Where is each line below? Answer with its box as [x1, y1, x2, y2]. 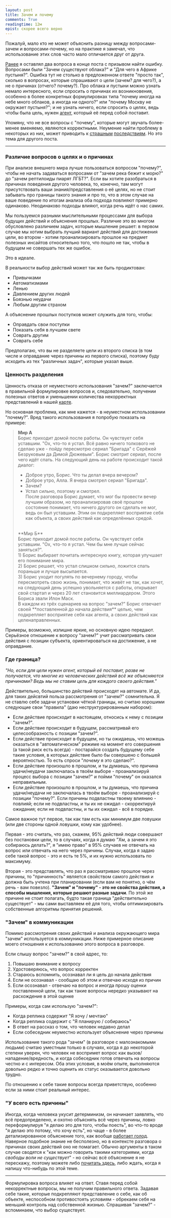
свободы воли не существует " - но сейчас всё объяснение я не [5, 1154, 145, 1160]
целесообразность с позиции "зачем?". [12, 730, 99, 736]
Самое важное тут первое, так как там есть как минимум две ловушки [5, 816, 161, 822]
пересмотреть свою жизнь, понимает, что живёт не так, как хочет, [17, 579, 164, 585]
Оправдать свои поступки [12, 321, 70, 327]
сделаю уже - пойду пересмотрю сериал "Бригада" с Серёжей [17, 446, 157, 452]
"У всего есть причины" [5, 1099, 69, 1106]
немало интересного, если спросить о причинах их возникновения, [5, 88, 154, 94]
